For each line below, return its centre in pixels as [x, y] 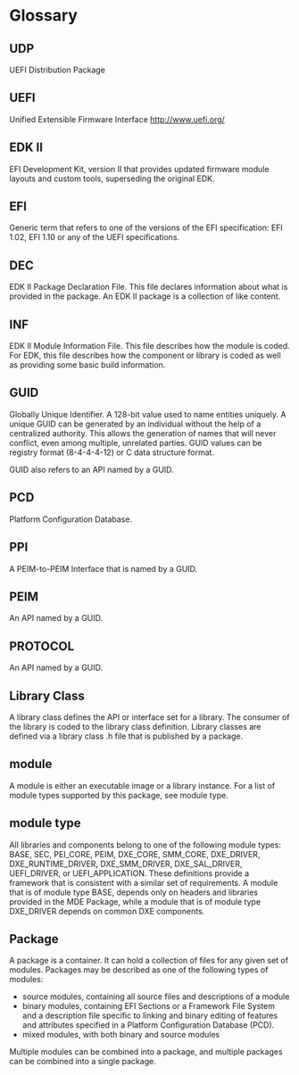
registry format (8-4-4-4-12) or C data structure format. [112, 452]
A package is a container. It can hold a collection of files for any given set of [149, 961]
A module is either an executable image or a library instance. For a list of [142, 785]
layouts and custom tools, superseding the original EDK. [112, 178]
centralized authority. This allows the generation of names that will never [143, 433]
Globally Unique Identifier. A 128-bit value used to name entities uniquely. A [148, 414]
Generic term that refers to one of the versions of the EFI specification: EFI [146, 227]
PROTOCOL [42, 646]
